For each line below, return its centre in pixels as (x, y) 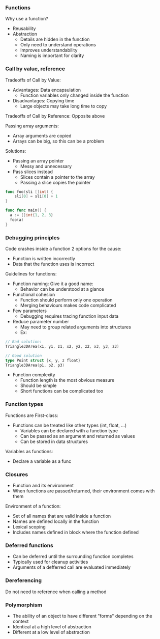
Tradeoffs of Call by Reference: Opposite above (55, 116)
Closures (17, 474)
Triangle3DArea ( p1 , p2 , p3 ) (35, 365)
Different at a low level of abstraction (51, 632)
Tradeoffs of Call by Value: (33, 80)
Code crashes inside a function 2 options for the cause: (63, 249)
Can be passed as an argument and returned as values (78, 436)
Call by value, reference (35, 69)
